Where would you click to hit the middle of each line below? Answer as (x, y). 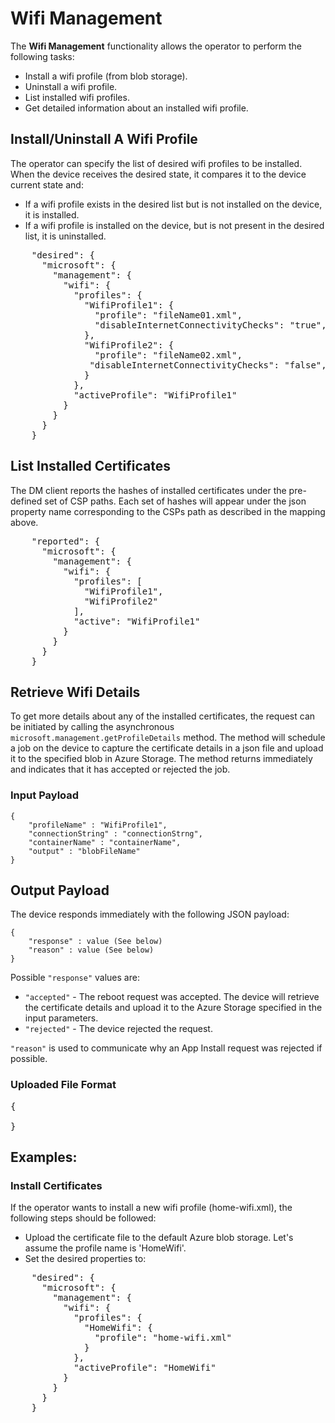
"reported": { (66, 541)
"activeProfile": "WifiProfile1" (155, 395)
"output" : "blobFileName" (84, 851)
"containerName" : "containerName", (105, 842)
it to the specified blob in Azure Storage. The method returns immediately (161, 759)
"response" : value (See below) (95, 942)
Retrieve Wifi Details (75, 692)
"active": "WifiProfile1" (137, 621)
